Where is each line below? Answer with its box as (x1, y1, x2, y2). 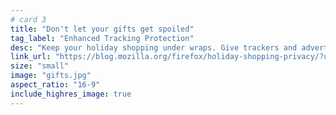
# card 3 (10, 14, 47, 25)
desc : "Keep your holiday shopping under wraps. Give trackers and (10, 42, 298, 53)
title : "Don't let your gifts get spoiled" (10, 24, 195, 34)
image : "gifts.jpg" (10, 71, 92, 81)
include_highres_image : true (10, 89, 132, 99)
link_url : (10, 52, 52, 62)
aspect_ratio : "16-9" (10, 80, 101, 90)
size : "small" (10, 61, 70, 71)
